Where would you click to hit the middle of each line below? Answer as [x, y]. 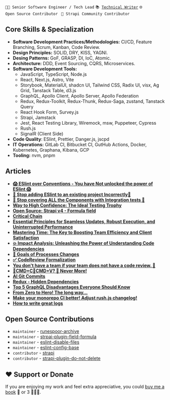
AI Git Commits [29, 276]
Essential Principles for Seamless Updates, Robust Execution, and [84, 221]
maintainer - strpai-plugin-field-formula [54, 337]
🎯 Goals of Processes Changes [46, 254]
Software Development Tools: [45, 69]
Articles [18, 171]
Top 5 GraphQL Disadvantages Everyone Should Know [72, 287]
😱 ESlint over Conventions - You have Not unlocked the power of [83, 183]
